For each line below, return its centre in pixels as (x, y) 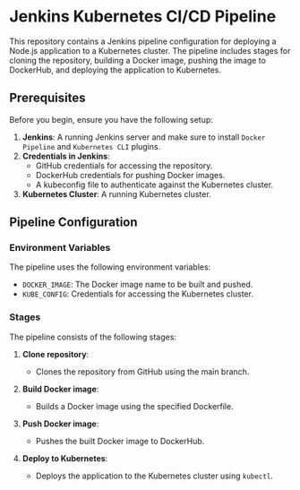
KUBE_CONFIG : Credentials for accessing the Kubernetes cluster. (137, 294)
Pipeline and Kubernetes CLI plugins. (91, 146)
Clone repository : (56, 354)
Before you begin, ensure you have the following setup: (111, 119)
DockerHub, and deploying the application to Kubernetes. (116, 70)
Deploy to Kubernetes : (65, 458)
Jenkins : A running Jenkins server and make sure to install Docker (144, 137)
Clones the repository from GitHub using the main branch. (142, 371)
